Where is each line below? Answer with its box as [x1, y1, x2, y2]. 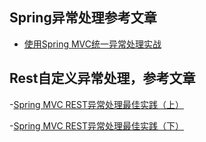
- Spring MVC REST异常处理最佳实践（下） [9, 119, 184, 132]
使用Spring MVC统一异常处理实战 [23, 38, 162, 50]
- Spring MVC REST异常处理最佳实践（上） [9, 98, 184, 110]
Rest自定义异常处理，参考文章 [9, 70, 196, 87]
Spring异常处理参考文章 [9, 9, 157, 27]
